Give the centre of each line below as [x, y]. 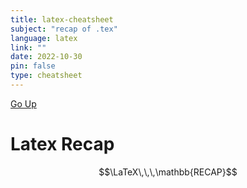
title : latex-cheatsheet [62, 19]
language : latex [44, 38]
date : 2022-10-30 [46, 57]
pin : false [33, 66]
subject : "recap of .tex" [64, 29]
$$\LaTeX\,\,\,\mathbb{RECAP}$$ [168, 172]
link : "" [28, 47]
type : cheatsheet [46, 76]
